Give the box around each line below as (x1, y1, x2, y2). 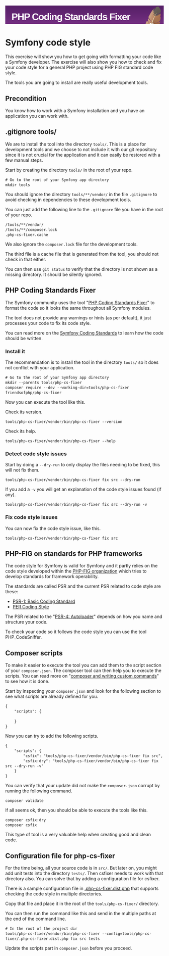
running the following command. (5, 788, 72, 794)
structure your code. (5, 619, 48, 625)
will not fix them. (5, 467, 40, 473)
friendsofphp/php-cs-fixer (5, 390, 62, 395)
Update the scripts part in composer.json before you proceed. (5, 945, 132, 951)
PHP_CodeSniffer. (5, 634, 42, 640)
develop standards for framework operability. (5, 573, 99, 580)
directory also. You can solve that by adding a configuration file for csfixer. (5, 875, 160, 882)
